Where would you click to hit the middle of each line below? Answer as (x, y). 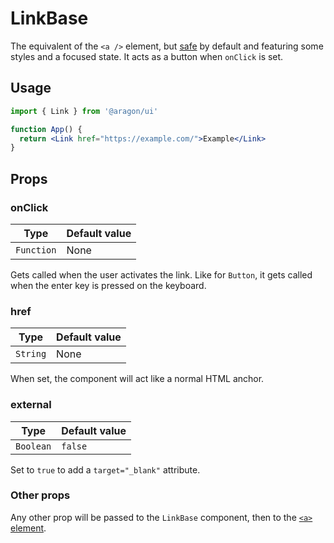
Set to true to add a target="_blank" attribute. (105, 469)
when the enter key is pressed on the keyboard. (108, 285)
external (31, 405)
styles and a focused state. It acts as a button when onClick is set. (147, 56)
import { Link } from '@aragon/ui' (84, 111)
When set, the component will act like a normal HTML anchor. (137, 379)
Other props (40, 495)
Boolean (33, 446)
